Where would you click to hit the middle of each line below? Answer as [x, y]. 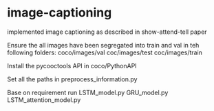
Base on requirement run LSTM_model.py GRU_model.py [88, 92]
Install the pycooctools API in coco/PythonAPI [72, 65]
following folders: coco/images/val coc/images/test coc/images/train [105, 52]
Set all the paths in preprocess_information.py [72, 79]
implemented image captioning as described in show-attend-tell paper [107, 32]
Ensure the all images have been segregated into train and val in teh [103, 45]
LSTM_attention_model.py [44, 100]
